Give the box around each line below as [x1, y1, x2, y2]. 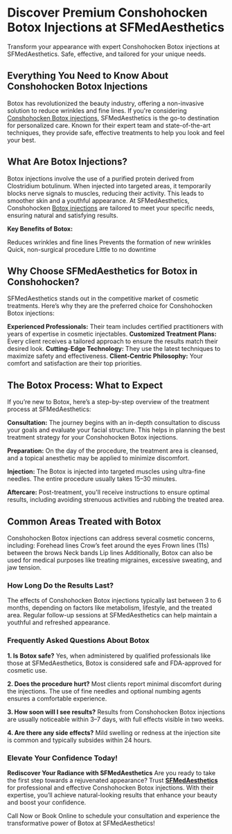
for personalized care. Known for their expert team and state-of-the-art [7, 121, 211, 129]
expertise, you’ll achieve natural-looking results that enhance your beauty [7, 790, 217, 799]
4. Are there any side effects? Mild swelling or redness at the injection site [7, 728, 221, 736]
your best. [7, 136, 37, 144]
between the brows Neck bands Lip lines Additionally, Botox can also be [7, 549, 213, 556]
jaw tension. [7, 563, 42, 572]
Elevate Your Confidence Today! [7, 753, 118, 763]
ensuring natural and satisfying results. [7, 211, 118, 219]
